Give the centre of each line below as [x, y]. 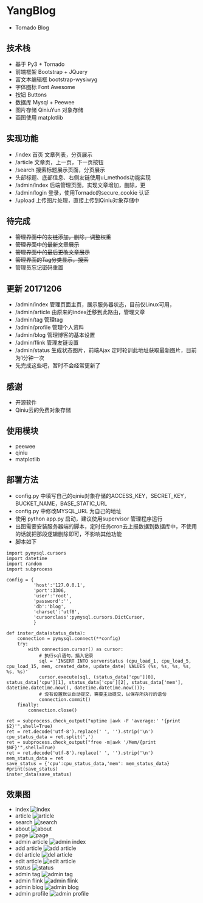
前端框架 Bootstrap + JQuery [51, 71]
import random [24, 564]
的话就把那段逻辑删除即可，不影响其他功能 [68, 534]
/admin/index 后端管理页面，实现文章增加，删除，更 [80, 185]
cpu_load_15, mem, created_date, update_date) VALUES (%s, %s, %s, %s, [99, 666]
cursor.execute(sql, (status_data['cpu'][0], [97, 677]
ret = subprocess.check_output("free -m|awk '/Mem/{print [81, 742]
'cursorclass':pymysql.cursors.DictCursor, [89, 617]
